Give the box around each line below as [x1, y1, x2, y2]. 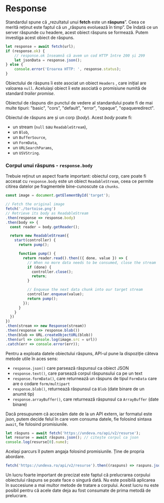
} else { [5, 62, 23, 67]
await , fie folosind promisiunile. [5, 421, 68, 427]
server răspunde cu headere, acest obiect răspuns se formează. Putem [5, 29, 149, 35]
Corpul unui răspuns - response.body [5, 162, 93, 169]
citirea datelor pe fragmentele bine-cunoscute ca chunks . [5, 183, 120, 189]
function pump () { [18, 251, 56, 256]
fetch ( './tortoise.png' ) [5, 206, 56, 211]
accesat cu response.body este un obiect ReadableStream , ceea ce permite [5, 179, 154, 184]
